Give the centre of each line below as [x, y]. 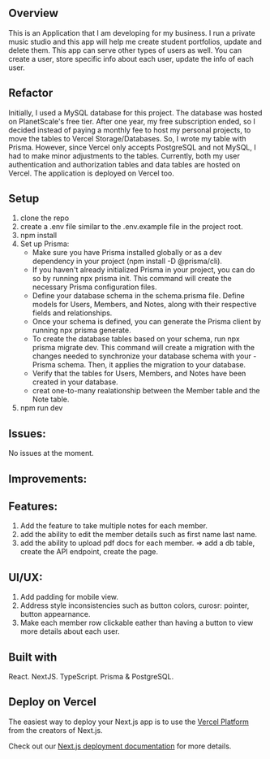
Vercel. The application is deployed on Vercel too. [91, 173]
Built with [33, 657]
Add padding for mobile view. [69, 597]
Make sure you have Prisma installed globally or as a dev [127, 253]
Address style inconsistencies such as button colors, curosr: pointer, [135, 605]
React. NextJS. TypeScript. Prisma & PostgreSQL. [91, 677]
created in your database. [75, 382]
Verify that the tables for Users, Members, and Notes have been [139, 374]
